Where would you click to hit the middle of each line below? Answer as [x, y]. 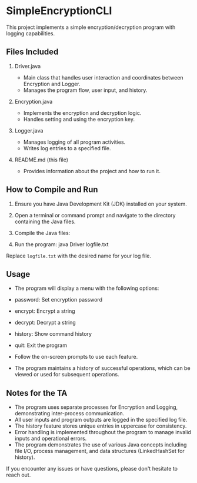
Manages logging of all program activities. [74, 142]
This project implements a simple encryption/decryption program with [91, 27]
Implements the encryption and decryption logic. [82, 113]
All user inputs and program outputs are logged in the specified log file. [101, 420]
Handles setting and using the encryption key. [79, 119]
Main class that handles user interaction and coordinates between [103, 77]
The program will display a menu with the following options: [87, 288]
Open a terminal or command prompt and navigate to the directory [95, 215]
